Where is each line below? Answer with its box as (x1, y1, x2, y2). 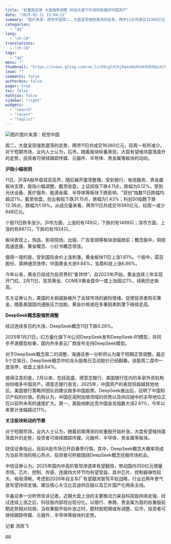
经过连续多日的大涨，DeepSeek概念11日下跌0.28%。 (5, 323, 116, 329)
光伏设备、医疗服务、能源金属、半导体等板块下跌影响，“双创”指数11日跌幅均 (5, 190, 164, 196)
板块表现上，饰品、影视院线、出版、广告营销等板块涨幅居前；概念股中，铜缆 (5, 236, 166, 243)
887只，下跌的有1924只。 (18, 226, 73, 232)
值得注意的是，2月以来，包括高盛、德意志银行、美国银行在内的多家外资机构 (5, 374, 164, 381)
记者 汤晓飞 (5, 523, 29, 529)
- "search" (10, 107, 33, 112)
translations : (5, 41, 36, 46)
